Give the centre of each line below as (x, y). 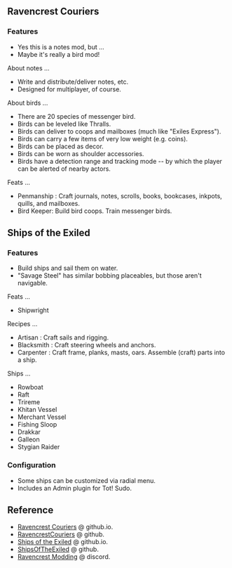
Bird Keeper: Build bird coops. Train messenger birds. (95, 211)
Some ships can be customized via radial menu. (87, 480)
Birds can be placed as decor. (60, 146)
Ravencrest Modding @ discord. (64, 557)
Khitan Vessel (37, 410)
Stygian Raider (39, 447)
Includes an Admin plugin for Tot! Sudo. (74, 488)
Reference (30, 510)
